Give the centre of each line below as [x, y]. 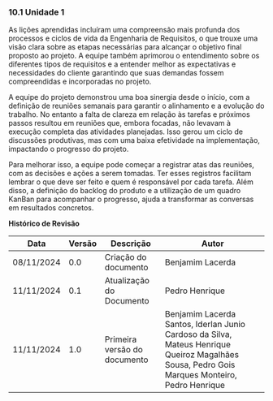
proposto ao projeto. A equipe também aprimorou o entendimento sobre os [134, 56]
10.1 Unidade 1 [37, 12]
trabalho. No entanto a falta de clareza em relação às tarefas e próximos [129, 114]
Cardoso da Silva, [198, 334]
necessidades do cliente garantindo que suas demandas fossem [116, 73]
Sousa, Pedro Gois [200, 365]
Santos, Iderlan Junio [205, 325]
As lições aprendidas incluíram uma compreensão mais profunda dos [124, 30]
